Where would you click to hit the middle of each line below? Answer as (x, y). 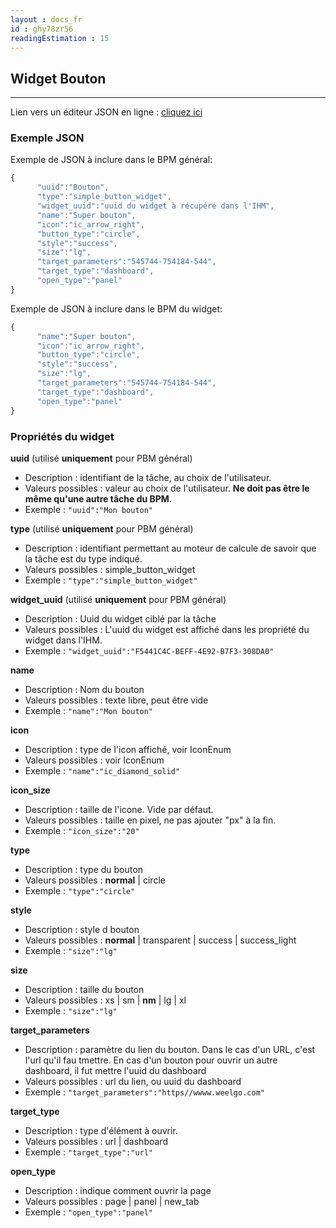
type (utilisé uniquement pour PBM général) (102, 528)
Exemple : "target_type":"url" (89, 1152)
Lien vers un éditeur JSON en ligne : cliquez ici (106, 112)
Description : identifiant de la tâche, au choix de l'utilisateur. (148, 477)
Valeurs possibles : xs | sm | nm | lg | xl (105, 1000)
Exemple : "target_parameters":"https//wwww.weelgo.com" (144, 1092)
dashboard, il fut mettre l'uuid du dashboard (115, 1070)
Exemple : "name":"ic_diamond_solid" (102, 770)
